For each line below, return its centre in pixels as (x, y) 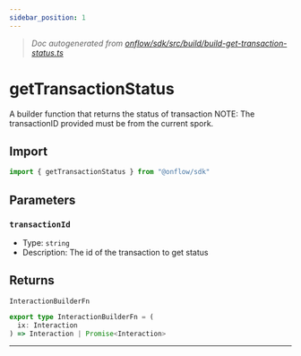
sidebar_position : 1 (48, 17)
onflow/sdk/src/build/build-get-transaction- (206, 43)
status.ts (47, 52)
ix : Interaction (47, 325)
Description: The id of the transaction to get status (115, 252)
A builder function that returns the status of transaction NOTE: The (132, 114)
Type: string (46, 242)
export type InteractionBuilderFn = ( (82, 317)
